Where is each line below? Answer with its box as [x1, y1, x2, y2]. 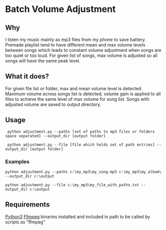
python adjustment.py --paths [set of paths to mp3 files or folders [7, 129, 155, 134]
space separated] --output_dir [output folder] [5, 133, 106, 138]
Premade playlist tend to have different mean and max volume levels [5, 42, 146, 48]
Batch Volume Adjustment [5, 3, 116, 15]
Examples [5, 158, 30, 165]
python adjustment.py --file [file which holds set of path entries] [7, 142, 155, 147]
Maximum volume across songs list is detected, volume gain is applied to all [5, 91, 161, 97]
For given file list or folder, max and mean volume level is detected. [5, 85, 143, 91]
